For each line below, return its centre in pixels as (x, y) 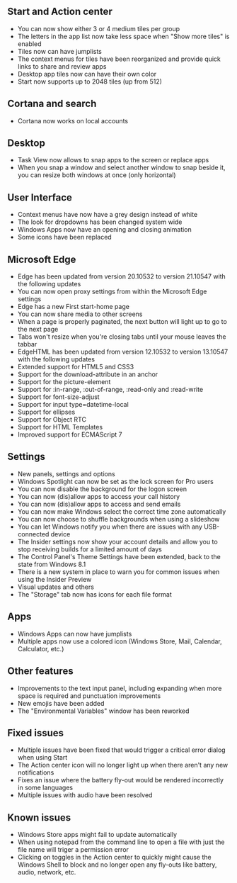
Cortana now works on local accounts (73, 120)
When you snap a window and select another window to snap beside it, (121, 168)
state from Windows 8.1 (52, 564)
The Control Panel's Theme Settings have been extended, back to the (119, 556)
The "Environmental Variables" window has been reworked (103, 711)
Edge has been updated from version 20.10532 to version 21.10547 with (122, 276)
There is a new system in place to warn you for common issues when (118, 572)
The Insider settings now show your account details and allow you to (117, 541)
